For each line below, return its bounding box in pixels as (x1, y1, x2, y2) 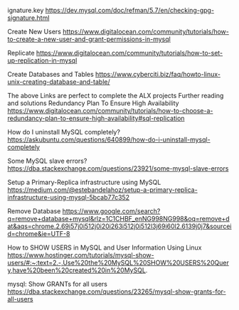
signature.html (7, 14, 50, 22)
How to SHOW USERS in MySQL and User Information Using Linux (7, 243, 202, 252)
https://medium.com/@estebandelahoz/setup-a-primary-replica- (7, 186, 198, 194)
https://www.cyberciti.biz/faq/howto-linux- (95, 70, 221, 78)
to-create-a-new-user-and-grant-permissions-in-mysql (7, 35, 171, 43)
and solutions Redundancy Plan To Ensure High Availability (7, 99, 179, 107)
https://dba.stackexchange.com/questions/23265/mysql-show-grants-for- (7, 287, 226, 296)
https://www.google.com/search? (62, 207, 161, 215)
